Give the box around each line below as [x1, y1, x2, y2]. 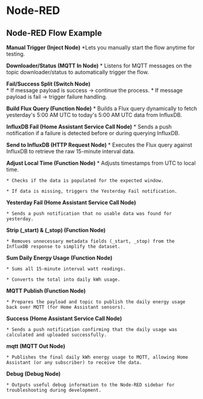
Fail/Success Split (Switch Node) [6, 80, 91, 87]
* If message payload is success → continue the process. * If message [6, 87, 183, 94]
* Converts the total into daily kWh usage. [6, 277, 121, 283]
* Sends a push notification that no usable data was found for [6, 210, 172, 216]
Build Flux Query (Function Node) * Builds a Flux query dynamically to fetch [6, 105, 198, 112]
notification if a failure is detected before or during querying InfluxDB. [6, 130, 180, 136]
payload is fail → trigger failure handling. [6, 93, 107, 100]
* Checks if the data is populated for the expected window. [6, 178, 164, 184]
